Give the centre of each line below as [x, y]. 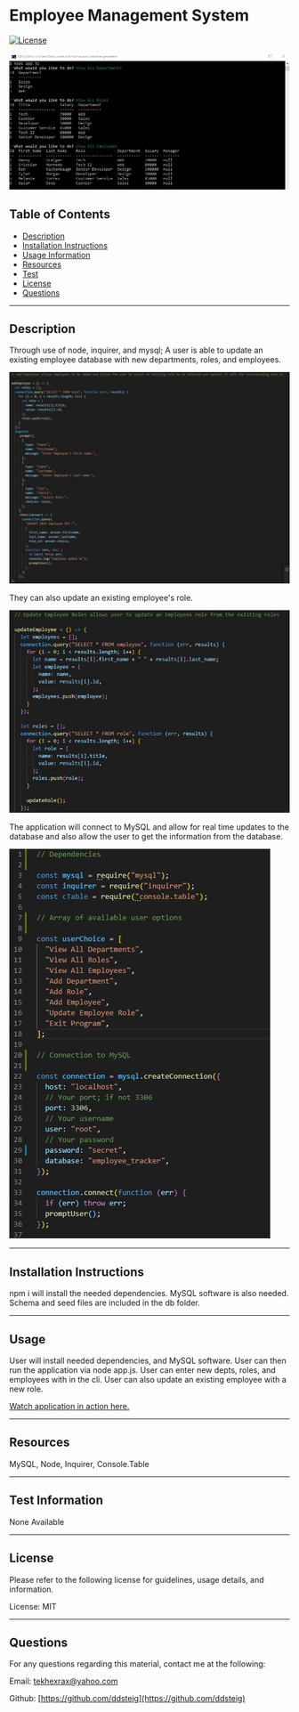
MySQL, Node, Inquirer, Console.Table [79, 1464]
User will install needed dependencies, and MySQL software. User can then [148, 1361]
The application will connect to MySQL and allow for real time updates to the [149, 827]
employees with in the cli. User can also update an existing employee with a [148, 1380]
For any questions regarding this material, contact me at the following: [137, 1664]
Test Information [57, 1501]
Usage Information [56, 255]
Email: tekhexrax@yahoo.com [64, 1681]
